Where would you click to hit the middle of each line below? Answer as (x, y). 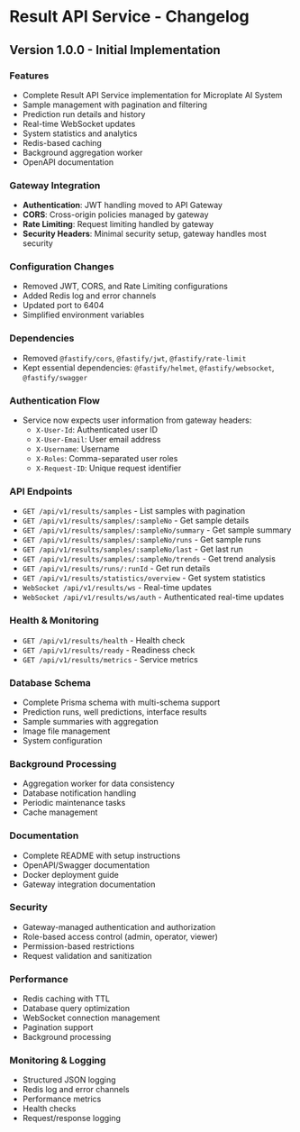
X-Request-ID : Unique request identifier (109, 468)
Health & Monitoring (54, 621)
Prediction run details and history (84, 114)
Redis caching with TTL (66, 999)
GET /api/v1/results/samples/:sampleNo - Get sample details (136, 521)
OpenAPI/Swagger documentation (86, 865)
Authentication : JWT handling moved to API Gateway (123, 205)
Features (29, 76)
